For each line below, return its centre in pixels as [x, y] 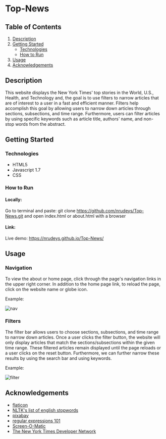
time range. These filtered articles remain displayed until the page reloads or [83, 347]
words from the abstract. [40, 124]
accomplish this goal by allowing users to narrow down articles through [78, 108]
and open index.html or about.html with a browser [75, 216]
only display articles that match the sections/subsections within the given [80, 342]
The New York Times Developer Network [54, 431]
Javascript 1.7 [26, 170]
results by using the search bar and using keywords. [58, 358]
